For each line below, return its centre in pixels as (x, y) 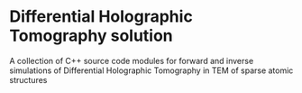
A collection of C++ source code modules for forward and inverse (132, 60)
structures (28, 79)
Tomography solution (91, 36)
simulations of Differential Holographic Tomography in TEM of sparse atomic (151, 70)
